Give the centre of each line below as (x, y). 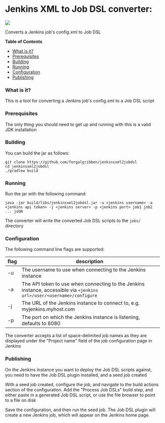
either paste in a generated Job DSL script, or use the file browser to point (80, 395)
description (90, 261)
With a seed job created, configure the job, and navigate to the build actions (82, 384)
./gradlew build (22, 171)
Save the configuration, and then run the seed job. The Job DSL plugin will (80, 410)
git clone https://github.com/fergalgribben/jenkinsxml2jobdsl (71, 162)
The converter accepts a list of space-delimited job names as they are (76, 336)
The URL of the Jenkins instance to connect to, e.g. (81, 303)
